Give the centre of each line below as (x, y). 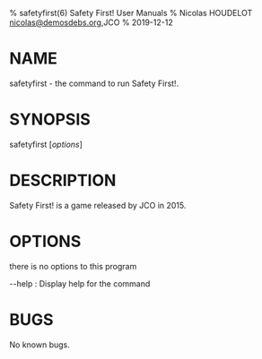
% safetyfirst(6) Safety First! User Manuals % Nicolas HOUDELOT (131, 13)
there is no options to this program (73, 266)
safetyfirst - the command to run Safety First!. (94, 83)
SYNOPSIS (50, 120)
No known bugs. (39, 345)
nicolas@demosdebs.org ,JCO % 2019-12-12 (91, 22)
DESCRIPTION (63, 180)
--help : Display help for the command (80, 283)
